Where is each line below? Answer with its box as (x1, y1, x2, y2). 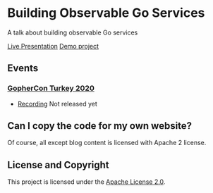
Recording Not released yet (17, 99, 97, 108)
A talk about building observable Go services (7, 28, 138, 37)
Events (7, 62, 39, 75)
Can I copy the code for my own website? (7, 120, 193, 132)
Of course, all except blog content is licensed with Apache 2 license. (7, 139, 207, 147)
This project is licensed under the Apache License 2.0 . (7, 178, 166, 186)
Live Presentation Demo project (7, 42, 99, 50)
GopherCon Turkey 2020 (7, 83, 95, 93)
